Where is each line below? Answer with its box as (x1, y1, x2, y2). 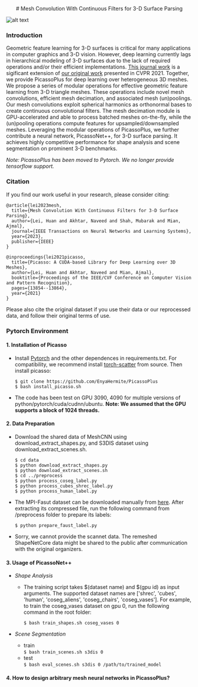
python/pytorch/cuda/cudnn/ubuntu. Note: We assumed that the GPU (14, 400, 186, 407)
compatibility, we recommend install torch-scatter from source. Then (14, 360, 183, 368)
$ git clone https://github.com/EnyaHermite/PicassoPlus (14, 378, 158, 385)
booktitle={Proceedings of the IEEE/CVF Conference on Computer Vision (11, 275, 192, 281)
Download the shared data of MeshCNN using (14, 433, 127, 440)
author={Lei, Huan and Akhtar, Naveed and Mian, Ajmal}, (11, 269, 155, 275)
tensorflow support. (6, 162, 54, 170)
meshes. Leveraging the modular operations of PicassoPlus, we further (6, 126, 179, 134)
